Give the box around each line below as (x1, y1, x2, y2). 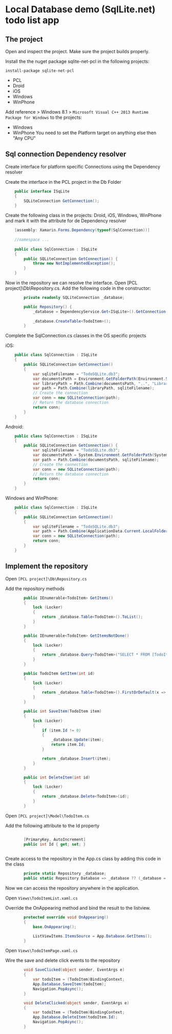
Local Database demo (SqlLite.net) (5, 4, 156, 15)
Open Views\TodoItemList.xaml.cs (5, 895, 78, 901)
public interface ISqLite (14, 188, 70, 194)
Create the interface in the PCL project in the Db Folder (5, 179, 121, 185)
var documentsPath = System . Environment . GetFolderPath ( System (32, 453, 168, 458)
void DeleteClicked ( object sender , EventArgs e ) (24, 1000, 130, 1005)
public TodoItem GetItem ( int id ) (24, 671, 95, 676)
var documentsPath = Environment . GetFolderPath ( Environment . (32, 376, 166, 381)
